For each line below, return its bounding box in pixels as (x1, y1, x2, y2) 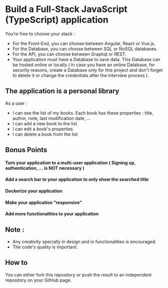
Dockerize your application (5, 188, 62, 194)
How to (5, 258, 28, 267)
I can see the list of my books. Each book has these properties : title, (12, 110, 154, 116)
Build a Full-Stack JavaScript (5, 4, 127, 15)
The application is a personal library (5, 87, 119, 96)
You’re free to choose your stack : (5, 31, 75, 37)
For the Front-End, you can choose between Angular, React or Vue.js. (12, 40, 156, 46)
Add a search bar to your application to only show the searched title (5, 176, 149, 182)
